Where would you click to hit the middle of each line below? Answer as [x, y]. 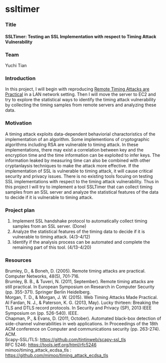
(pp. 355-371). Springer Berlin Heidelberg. [48, 292]
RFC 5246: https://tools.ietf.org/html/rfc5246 [51, 345]
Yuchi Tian [16, 65]
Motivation [19, 123]
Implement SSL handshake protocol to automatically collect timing [80, 221]
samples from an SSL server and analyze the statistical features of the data [82, 192]
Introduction [20, 78]
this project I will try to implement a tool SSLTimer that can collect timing [79, 187]
